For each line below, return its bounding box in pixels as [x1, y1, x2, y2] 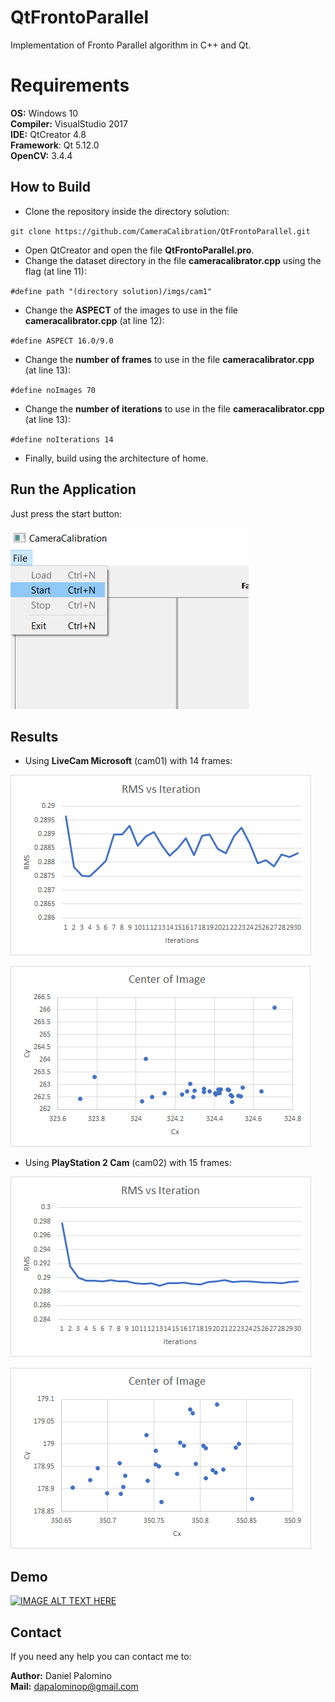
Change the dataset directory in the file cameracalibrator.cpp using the [24, 254, 322, 266]
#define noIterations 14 [10, 434, 114, 445]
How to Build [10, 179, 92, 196]
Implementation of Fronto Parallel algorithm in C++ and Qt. [10, 39, 252, 51]
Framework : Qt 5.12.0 [10, 139, 100, 151]
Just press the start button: [10, 507, 123, 520]
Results [10, 728, 59, 745]
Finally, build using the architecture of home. [24, 452, 209, 464]
